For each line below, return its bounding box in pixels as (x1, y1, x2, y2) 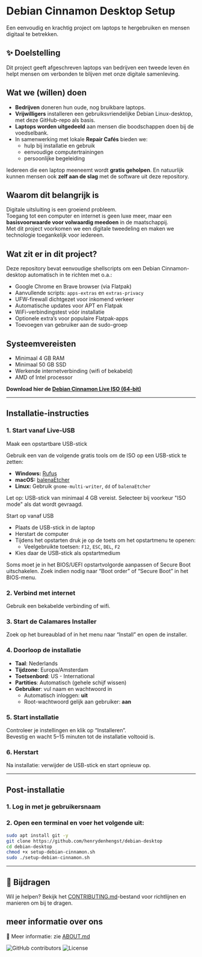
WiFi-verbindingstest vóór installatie (14, 308, 105, 316)
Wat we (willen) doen (6, 88, 87, 98)
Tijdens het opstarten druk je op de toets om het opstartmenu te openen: (14, 536, 196, 544)
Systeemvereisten (6, 338, 76, 349)
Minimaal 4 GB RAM (14, 354, 65, 362)
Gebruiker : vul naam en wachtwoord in (14, 685, 112, 692)
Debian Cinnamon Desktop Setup (6, 4, 176, 18)
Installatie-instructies (6, 409, 89, 419)
